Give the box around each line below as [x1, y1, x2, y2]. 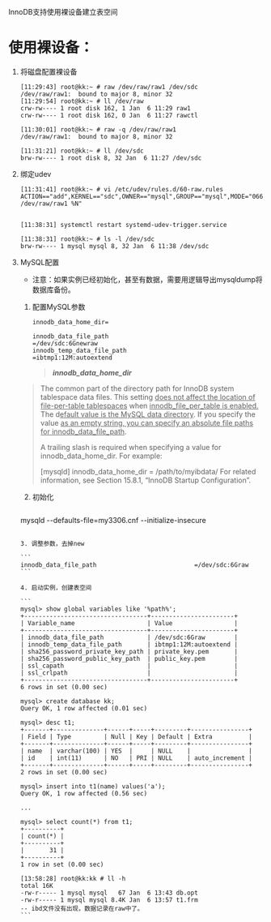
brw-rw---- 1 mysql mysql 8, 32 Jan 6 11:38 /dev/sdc [19, 242, 210, 250]
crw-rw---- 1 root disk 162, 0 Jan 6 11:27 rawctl [19, 111, 198, 119]
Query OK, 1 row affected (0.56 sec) [19, 789, 148, 797]
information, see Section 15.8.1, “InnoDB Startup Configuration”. [40, 475, 252, 485]
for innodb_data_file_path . [40, 427, 127, 436]
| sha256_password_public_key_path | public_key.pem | [19, 654, 239, 663]
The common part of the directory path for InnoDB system [40, 384, 235, 393]
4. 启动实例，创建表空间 [19, 583, 92, 592]
